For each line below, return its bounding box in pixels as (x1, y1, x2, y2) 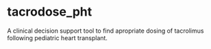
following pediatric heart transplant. (7, 33, 108, 42)
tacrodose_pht (7, 4, 92, 20)
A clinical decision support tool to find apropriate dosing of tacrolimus (7, 27, 204, 35)
